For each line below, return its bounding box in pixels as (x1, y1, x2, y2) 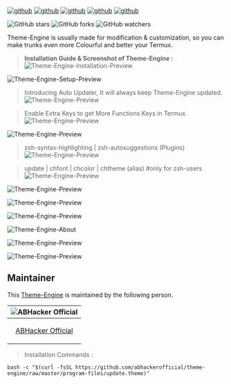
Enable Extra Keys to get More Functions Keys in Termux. (24, 110, 188, 117)
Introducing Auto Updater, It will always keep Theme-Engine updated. (24, 89, 223, 96)
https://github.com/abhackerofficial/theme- (75, 364, 206, 371)
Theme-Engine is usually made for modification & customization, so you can (7, 33, 224, 42)
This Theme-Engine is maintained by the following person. (7, 290, 174, 299)
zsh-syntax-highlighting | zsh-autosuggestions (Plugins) (24, 143, 185, 152)
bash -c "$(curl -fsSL (7, 364, 73, 371)
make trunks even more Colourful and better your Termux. (7, 41, 173, 49)
